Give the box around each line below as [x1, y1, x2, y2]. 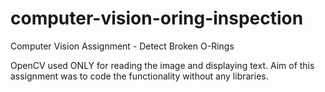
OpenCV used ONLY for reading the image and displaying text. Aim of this [10, 59, 315, 71]
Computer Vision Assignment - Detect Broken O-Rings [10, 40, 235, 52]
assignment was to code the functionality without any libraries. [10, 70, 269, 82]
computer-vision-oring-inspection [10, 7, 304, 30]
